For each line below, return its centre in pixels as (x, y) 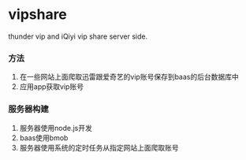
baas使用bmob (44, 138)
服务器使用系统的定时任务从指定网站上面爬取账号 (99, 147)
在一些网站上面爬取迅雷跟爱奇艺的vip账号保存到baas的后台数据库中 (129, 77)
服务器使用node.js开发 (56, 128)
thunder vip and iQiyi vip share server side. (78, 36)
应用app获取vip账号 (52, 87)
